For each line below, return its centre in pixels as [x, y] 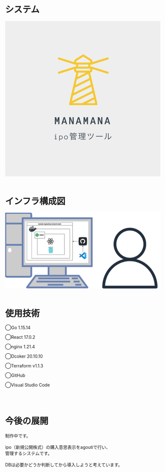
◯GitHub [15, 375]
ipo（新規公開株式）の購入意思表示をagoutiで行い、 [58, 447]
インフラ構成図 [35, 201]
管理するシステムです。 [29, 453]
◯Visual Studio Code [28, 385]
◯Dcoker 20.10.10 [24, 356]
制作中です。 [18, 436]
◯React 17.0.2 [20, 337]
